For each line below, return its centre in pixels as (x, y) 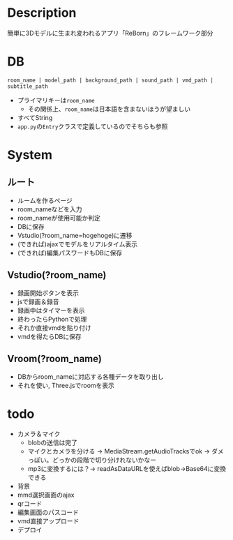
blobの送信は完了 (53, 443)
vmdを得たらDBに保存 (49, 336)
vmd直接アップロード (48, 521)
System (30, 155)
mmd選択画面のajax (46, 495)
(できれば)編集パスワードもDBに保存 (70, 253)
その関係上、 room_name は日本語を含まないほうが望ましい (109, 109)
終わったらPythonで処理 (52, 319)
